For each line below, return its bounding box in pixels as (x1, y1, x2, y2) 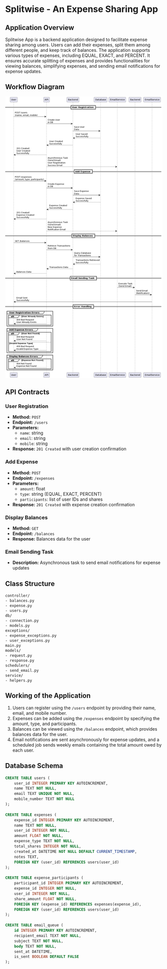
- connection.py (5, 618, 39, 623)
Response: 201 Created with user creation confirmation (12, 446, 127, 452)
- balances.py (5, 598, 35, 603)
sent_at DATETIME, (14, 949, 52, 954)
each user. (12, 747, 34, 753)
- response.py (5, 658, 35, 663)
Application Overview (5, 23, 74, 32)
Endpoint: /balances (12, 530, 55, 537)
